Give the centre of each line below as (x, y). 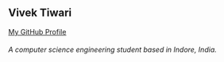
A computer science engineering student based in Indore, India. (112, 49)
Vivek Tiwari (40, 13)
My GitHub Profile (37, 31)
